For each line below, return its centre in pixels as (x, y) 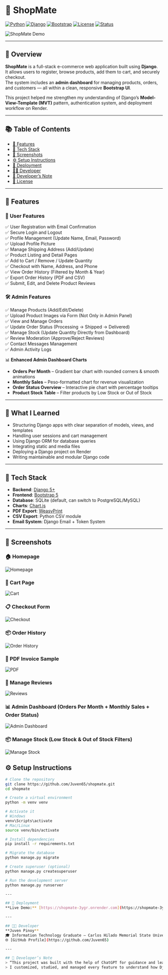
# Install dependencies (30, 839)
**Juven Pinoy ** (22, 930)
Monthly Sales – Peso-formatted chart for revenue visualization (78, 382)
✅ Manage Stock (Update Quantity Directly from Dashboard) (67, 332)
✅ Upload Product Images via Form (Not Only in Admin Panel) (69, 315)
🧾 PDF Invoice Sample (32, 658)
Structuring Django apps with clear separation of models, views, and (83, 425)
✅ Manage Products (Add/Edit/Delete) (44, 310)
